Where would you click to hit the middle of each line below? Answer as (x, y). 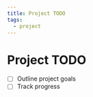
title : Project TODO (37, 13)
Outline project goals (46, 79)
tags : (15, 20)
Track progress (38, 87)
